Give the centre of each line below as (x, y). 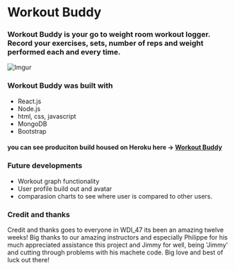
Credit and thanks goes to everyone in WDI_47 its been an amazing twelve (116, 230)
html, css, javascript (47, 116)
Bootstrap (32, 131)
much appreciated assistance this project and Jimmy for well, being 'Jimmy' (118, 245)
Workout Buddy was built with (60, 86)
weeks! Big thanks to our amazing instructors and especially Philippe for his (117, 237)
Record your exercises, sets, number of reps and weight (105, 43)
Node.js (29, 108)
